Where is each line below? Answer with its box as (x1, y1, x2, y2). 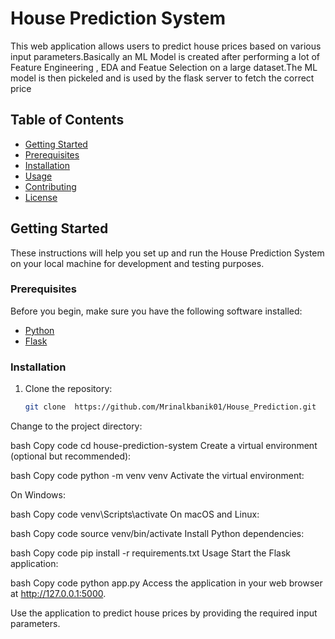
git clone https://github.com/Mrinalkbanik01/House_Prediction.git (24, 402, 317, 412)
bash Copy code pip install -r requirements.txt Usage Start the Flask (10, 547, 291, 559)
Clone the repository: (24, 383, 113, 395)
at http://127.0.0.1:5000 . (10, 588, 107, 600)
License (24, 191, 58, 203)
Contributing (24, 180, 77, 192)
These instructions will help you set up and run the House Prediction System (10, 247, 325, 259)
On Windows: (10, 489, 66, 501)
